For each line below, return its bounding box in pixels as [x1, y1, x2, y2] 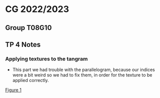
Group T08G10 [5, 23, 52, 32]
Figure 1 [5, 87, 22, 93]
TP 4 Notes [5, 40, 41, 48]
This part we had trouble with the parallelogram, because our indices [12, 66, 155, 73]
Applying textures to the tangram [5, 55, 88, 62]
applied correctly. [12, 77, 49, 83]
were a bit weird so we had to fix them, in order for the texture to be [12, 72, 152, 78]
